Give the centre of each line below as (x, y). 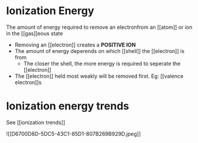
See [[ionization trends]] (36, 122)
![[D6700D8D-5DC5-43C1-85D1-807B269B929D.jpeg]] (74, 134)
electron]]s (28, 82)
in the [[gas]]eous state (35, 33)
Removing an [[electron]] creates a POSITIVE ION (75, 45)
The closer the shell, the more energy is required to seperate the (102, 64)
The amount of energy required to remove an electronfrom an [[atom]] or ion (99, 27)
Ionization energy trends (68, 106)
